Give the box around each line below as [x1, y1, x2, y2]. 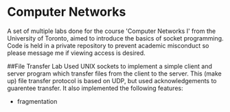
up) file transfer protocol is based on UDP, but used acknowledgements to [7, 76, 218, 85]
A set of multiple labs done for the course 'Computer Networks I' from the [7, 27, 216, 35]
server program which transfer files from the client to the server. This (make [7, 69, 222, 78]
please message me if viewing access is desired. [7, 49, 146, 57]
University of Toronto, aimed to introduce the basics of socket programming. [7, 34, 225, 42]
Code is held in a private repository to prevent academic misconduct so [7, 41, 209, 49]
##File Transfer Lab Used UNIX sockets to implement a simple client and [7, 62, 213, 70]
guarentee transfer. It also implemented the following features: [7, 84, 183, 92]
